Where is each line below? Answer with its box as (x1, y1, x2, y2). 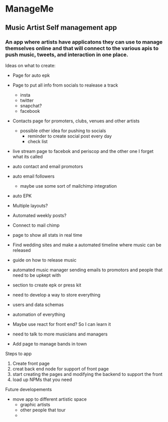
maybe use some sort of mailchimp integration (20, 183, 117, 189)
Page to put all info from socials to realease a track (12, 82, 119, 88)
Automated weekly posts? (12, 212, 67, 218)
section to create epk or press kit (12, 282, 82, 288)
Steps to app (5, 350, 32, 357)
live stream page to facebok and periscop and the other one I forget (12, 148, 154, 154)
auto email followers (12, 173, 54, 179)
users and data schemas (12, 302, 64, 308)
